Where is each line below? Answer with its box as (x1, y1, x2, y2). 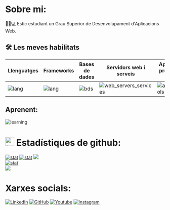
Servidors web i (106, 64, 145, 71)
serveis (116, 70, 135, 77)
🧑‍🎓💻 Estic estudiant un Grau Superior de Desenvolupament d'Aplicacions (5, 20, 159, 26)
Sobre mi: (5, 4, 47, 15)
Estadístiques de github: (16, 137, 121, 148)
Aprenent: (5, 105, 38, 114)
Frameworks (43, 67, 74, 74)
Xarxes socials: (5, 182, 71, 194)
